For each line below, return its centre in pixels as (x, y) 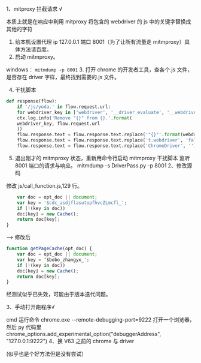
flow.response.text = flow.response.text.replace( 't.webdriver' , (100, 140)
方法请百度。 (36, 49)
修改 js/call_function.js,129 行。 (44, 185)
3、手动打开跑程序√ (31, 307)
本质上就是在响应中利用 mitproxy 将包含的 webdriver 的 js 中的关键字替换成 (99, 22)
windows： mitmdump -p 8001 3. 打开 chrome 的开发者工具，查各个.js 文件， (100, 70)
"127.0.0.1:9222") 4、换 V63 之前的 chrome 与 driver (70, 341)
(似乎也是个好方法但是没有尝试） (47, 354)
